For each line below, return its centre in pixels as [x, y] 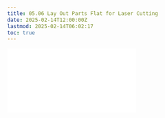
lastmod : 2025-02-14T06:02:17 [51, 26]
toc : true [21, 33]
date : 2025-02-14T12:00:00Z [47, 20]
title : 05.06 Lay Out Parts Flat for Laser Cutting [82, 13]
